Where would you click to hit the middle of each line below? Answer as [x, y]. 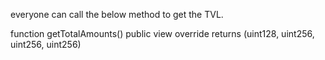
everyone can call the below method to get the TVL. [117, 14]
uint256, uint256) [46, 44]
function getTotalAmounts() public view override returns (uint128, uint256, [162, 33]
